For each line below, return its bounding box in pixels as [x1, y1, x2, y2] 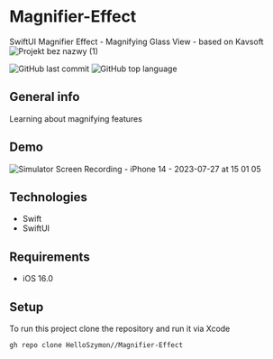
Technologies [9, 189, 88, 205]
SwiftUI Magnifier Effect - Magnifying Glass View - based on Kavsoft [9, 36, 264, 47]
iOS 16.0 [22, 273, 54, 284]
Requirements [9, 249, 90, 264]
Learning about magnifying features [9, 113, 142, 124]
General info [9, 89, 80, 105]
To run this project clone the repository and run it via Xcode [9, 323, 231, 334]
